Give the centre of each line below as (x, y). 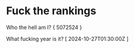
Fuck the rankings (51, 11)
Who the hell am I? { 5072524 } (44, 27)
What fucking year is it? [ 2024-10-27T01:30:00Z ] (67, 39)
